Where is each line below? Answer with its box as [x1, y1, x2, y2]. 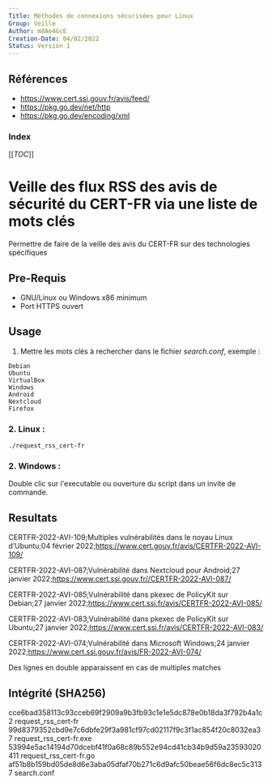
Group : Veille [8, 19, 57, 28]
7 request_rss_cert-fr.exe [8, 734, 92, 743]
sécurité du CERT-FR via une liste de [8, 195, 258, 213]
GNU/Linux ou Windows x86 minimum [19, 293, 147, 302]
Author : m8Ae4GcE [8, 27, 67, 35]
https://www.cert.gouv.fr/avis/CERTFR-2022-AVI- [96, 541, 261, 551]
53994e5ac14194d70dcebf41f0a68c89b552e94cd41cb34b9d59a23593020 [8, 743, 261, 752]
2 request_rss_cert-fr [8, 717, 79, 726]
